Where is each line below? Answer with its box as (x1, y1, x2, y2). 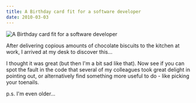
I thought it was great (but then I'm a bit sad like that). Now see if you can (6, 60, 185, 67)
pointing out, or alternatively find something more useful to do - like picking (6, 72, 190, 79)
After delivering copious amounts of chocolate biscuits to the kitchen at (6, 42, 180, 49)
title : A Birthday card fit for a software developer (6, 8, 142, 15)
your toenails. (6, 78, 40, 86)
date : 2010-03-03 (6, 14, 49, 20)
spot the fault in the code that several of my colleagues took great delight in (6, 66, 191, 73)
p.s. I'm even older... (6, 90, 55, 97)
